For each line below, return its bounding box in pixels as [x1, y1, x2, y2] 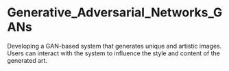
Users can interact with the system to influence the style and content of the [7, 49, 221, 57]
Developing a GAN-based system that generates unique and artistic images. [7, 42, 222, 50]
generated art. [7, 56, 48, 64]
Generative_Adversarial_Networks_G [7, 5, 223, 20]
